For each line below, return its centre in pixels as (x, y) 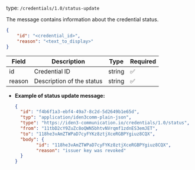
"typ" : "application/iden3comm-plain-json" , (76, 117)
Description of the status (68, 81)
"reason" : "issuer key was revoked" (81, 150)
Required (143, 61)
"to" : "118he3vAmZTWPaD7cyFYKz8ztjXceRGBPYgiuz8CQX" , (88, 134)
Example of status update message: (60, 95)
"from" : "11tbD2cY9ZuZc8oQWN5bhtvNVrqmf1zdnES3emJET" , (89, 129)
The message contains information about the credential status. (82, 19)
